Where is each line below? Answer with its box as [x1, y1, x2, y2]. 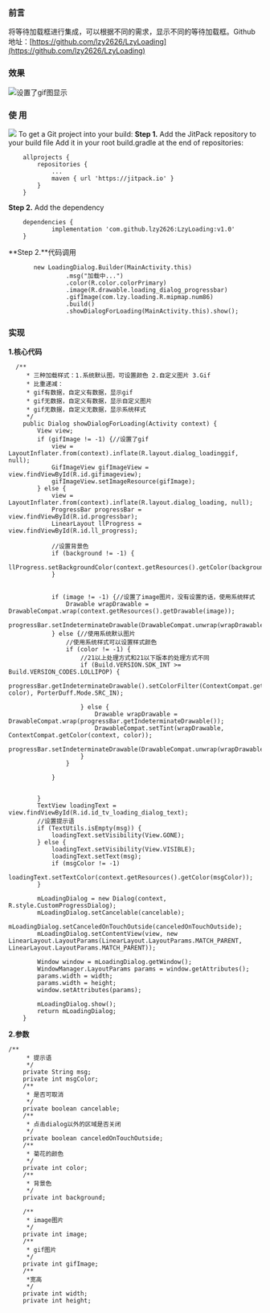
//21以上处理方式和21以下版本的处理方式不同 [80, 654, 211, 663]
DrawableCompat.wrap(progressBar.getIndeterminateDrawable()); [8, 717, 225, 725]
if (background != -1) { [51, 549, 135, 558]
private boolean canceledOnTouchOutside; [22, 1135, 163, 1143]
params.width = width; [37, 972, 113, 980]
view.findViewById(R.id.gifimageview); [8, 470, 142, 479]
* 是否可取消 [26, 1091, 64, 1099]
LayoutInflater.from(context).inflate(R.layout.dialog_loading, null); [8, 499, 253, 507]
